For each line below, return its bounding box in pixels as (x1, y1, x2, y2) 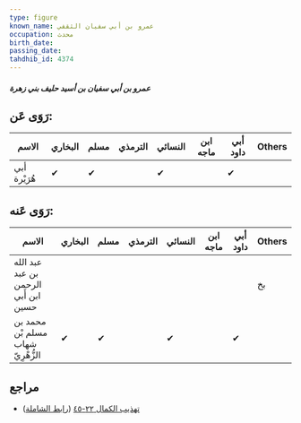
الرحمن (13, 279, 42, 291)
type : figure (9, 13, 58, 22)
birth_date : (9, 38, 54, 47)
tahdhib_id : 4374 (9, 55, 74, 64)
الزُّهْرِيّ (13, 349, 41, 361)
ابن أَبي (13, 289, 41, 302)
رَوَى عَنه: (9, 203, 54, 218)
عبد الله (13, 256, 43, 269)
